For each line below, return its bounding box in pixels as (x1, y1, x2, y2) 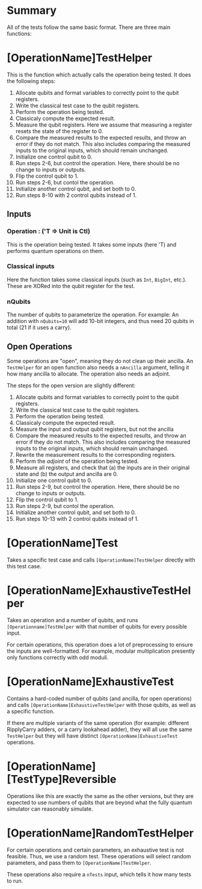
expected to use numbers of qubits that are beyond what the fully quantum (7, 799, 192, 806)
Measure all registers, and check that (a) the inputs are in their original (15, 463, 190, 471)
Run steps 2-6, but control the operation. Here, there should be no (15, 159, 180, 166)
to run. (7, 877, 23, 884)
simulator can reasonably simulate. (7, 805, 93, 812)
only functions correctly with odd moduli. (7, 653, 109, 661)
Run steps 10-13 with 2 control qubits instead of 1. (15, 515, 139, 522)
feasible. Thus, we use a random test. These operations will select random (7, 852, 191, 859)
